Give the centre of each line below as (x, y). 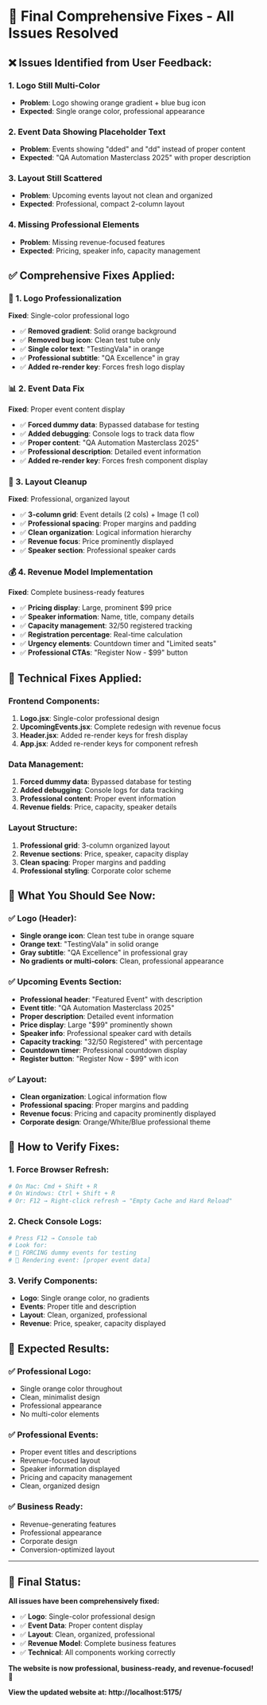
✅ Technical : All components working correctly (98, 1652)
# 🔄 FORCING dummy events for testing (72, 1253)
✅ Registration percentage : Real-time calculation (101, 635)
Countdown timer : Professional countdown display (103, 1050)
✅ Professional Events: (54, 1435)
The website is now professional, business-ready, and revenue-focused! (131, 1668)
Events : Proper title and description (78, 1306)
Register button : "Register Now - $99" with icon (99, 1058)
